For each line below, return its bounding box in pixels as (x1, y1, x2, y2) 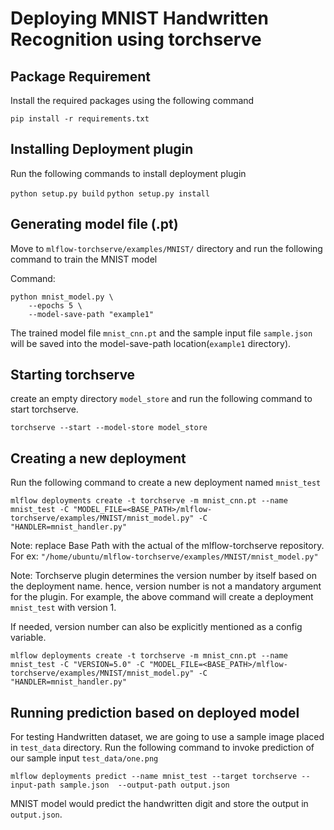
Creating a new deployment (10, 450, 187, 467)
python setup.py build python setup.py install (10, 188, 210, 199)
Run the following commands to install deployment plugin (10, 167, 247, 179)
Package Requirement (10, 68, 152, 85)
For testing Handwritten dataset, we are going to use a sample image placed (10, 731, 325, 743)
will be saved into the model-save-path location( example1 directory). (10, 337, 292, 349)
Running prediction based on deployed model (10, 704, 300, 721)
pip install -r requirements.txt (10, 114, 150, 124)
